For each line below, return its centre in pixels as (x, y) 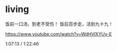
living (17, 9)
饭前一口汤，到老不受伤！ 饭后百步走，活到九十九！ (59, 24)
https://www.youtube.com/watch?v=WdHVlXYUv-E (59, 34)
